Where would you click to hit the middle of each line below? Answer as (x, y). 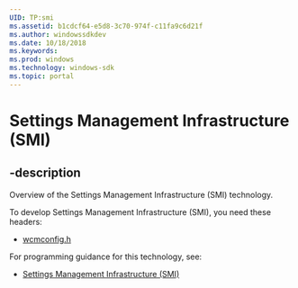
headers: (26, 221)
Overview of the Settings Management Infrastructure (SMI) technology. (141, 194)
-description (45, 173)
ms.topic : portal (42, 76)
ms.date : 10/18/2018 (48, 43)
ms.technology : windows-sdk (62, 68)
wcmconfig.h (47, 238)
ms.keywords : (34, 51)
